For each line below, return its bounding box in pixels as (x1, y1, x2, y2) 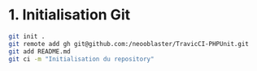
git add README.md (8, 47, 71, 56)
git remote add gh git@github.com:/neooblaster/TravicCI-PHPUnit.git (8, 40, 250, 48)
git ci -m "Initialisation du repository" (8, 55, 155, 63)
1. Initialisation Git (8, 6, 131, 24)
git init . (8, 32, 46, 40)
